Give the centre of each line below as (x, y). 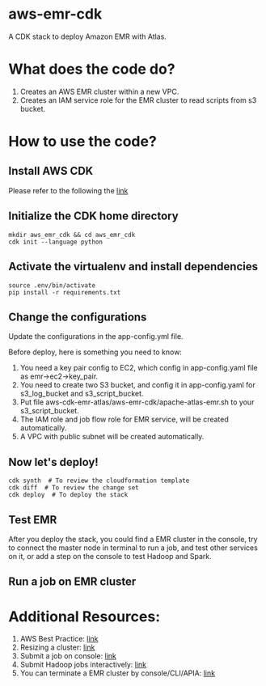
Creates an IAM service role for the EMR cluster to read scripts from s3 (138, 100)
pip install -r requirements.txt (65, 292)
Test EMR (33, 520)
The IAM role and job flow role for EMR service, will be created (124, 419)
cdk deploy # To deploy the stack (68, 495)
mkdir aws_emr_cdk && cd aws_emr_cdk (72, 235)
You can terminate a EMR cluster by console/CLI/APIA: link (118, 673)
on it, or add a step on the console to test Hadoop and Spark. (110, 556)
